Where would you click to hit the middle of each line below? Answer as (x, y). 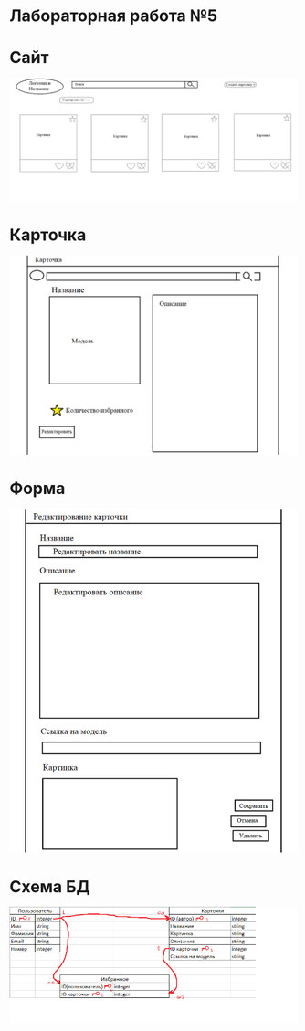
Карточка (48, 235)
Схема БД (50, 886)
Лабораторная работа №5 (114, 16)
